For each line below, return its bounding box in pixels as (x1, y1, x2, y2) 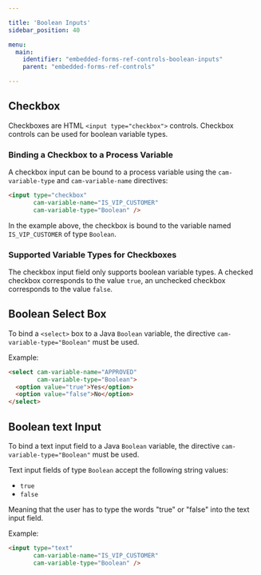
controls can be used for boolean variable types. (8, 129, 168, 138)
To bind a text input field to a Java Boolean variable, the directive (8, 441, 220, 451)
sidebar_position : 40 (8, 26, 81, 34)
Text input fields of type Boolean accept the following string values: (8, 465, 229, 475)
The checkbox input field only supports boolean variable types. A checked (8, 267, 254, 277)
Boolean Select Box (8, 307, 107, 321)
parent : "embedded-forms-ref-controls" (22, 63, 156, 71)
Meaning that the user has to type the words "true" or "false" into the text (8, 505, 250, 514)
